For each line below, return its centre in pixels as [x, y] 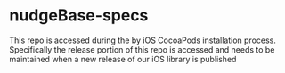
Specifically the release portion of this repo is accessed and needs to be [142, 49]
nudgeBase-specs [79, 16]
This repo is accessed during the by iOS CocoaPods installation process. [142, 40]
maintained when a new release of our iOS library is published [123, 59]
